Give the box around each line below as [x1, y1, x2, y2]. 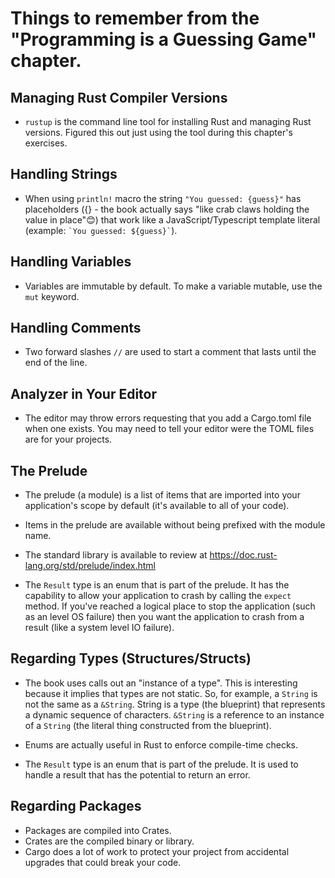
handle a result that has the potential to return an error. [24, 768, 251, 781]
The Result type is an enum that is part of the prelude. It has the [24, 579, 290, 591]
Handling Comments [10, 320, 142, 337]
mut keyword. [24, 290, 80, 302]
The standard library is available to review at [24, 549, 208, 561]
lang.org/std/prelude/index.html [24, 560, 156, 572]
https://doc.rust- [209, 549, 278, 561]
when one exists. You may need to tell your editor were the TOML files [24, 423, 315, 435]
